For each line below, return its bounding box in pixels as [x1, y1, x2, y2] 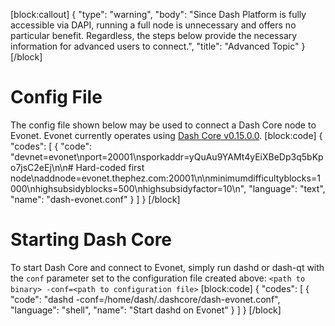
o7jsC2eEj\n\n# [10, 161, 74, 173]
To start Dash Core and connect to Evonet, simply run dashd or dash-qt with [10, 261, 325, 273]
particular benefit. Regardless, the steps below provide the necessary [10, 30, 298, 41]
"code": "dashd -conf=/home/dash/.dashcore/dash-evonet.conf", [10, 293, 281, 305]
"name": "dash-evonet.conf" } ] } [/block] [10, 193, 181, 205]
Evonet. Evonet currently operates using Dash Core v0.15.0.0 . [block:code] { [10, 129, 323, 141]
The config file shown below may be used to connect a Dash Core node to [10, 119, 317, 131]
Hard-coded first [75, 161, 145, 173]
